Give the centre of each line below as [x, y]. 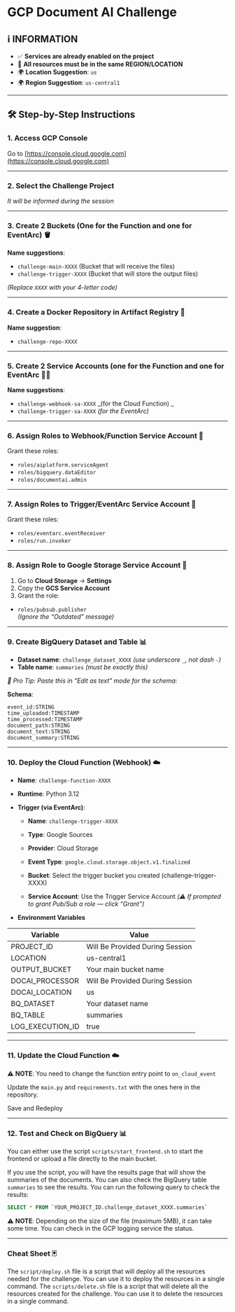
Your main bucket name [125, 970]
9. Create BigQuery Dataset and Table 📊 [77, 641]
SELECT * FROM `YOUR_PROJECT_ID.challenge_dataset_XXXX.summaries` [108, 1207]
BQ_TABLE [28, 1015]
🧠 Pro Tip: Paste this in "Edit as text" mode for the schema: [92, 681]
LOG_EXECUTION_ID [45, 1026]
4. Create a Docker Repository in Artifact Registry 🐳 [96, 312]
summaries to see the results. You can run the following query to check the [114, 1187]
